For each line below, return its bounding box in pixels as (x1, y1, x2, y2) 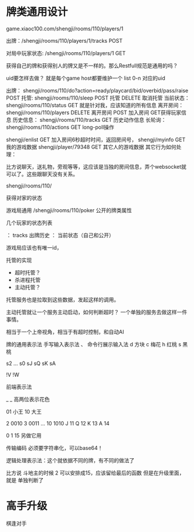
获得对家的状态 (6, 194, 42, 201)
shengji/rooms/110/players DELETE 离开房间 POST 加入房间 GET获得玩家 (6, 109, 182, 116)
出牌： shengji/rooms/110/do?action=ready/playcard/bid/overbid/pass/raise (6, 87, 189, 94)
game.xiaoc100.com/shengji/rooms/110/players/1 (6, 25, 124, 32)
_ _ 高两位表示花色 (6, 395, 50, 403)
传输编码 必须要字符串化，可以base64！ (6, 444, 103, 451)
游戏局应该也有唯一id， (6, 244, 62, 251)
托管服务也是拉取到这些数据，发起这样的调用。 (6, 296, 119, 303)
